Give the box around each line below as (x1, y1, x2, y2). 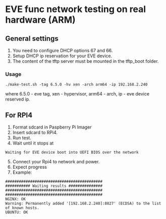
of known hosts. (5, 205, 39, 210)
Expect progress (12, 164, 47, 170)
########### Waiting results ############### (5, 183, 102, 189)
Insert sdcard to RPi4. (12, 130, 58, 136)
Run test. (12, 135, 31, 141)
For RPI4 (5, 111, 33, 119)
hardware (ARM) (5, 14, 76, 26)
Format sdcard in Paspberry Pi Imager (12, 124, 92, 130)
